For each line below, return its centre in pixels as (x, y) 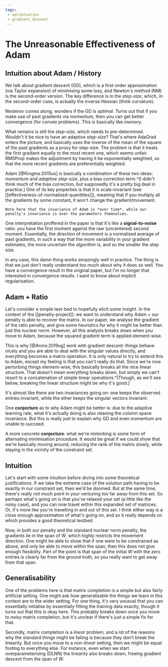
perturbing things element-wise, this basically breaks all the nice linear (78, 367)
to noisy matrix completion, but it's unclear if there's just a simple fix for (79, 617)
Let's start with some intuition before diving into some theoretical (72, 478)
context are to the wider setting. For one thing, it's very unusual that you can (84, 601)
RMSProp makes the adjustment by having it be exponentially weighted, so (82, 159)
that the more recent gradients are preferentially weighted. (66, 164)
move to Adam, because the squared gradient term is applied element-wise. (84, 336)
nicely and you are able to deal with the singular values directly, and (75, 351)
